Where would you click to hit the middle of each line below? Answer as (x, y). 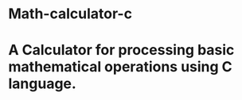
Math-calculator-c (70, 14)
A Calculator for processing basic (121, 50)
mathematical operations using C (120, 67)
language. (43, 84)
